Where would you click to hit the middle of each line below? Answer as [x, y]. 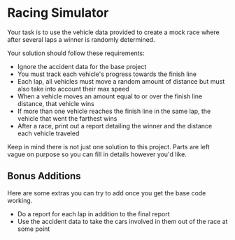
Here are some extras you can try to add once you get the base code [107, 193]
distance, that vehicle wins [56, 103]
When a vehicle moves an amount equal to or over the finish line [110, 96]
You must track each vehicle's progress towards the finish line [107, 74]
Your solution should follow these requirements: [76, 53]
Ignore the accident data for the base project [82, 66]
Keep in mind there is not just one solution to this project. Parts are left [108, 147]
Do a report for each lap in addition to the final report [93, 213]
